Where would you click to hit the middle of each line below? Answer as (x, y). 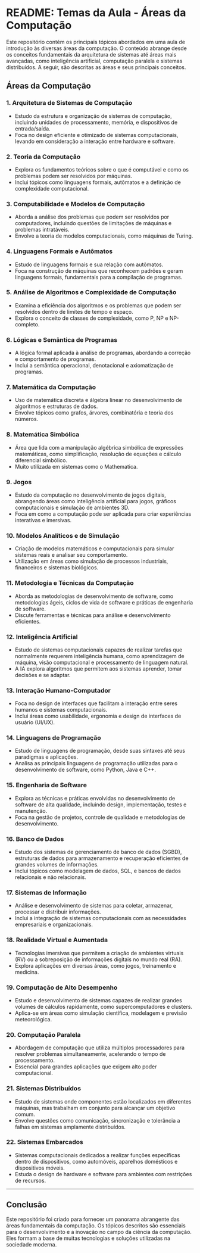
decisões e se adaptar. (43, 675)
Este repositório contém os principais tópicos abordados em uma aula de (96, 42)
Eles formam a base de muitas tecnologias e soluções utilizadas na (88, 1238)
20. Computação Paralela (43, 1034)
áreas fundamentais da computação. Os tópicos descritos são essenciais (96, 1225)
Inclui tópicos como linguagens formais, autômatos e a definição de (98, 182)
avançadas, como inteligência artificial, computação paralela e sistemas (94, 61)
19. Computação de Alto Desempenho (62, 987)
